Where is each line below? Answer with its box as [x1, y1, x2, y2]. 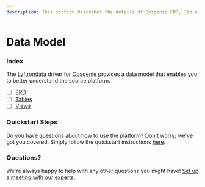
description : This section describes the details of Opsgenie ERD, [6, 8, 182, 15]
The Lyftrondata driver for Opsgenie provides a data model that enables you [6, 70, 197, 78]
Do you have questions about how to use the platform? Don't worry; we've [6, 132, 193, 139]
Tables [15, 95, 32, 103]
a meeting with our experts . [6, 174, 76, 181]
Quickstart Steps [6, 118, 58, 126]
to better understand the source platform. [6, 77, 111, 84]
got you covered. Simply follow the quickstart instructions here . [6, 138, 166, 146]
